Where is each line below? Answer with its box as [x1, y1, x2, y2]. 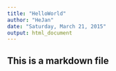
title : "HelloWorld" [7, 10, 67, 17]
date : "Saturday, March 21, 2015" [7, 23, 107, 30]
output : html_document [7, 29, 72, 37]
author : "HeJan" [7, 17, 54, 23]
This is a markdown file [7, 54, 109, 66]
